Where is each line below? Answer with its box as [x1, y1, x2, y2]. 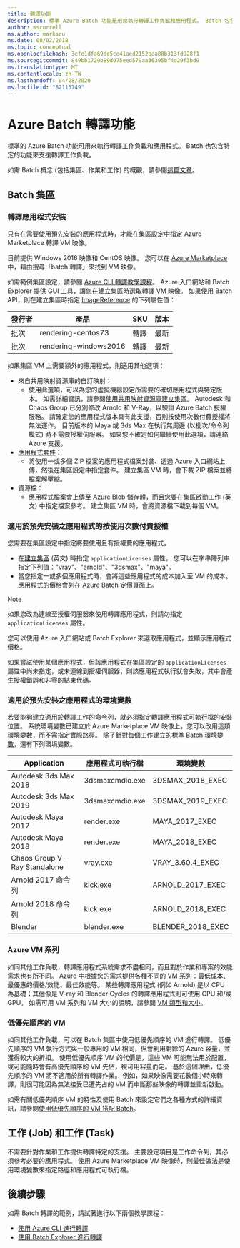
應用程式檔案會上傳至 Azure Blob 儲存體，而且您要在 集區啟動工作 [28, 492, 221, 501]
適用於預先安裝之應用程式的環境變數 [7, 695, 132, 705]
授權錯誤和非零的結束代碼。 [13, 676, 95, 685]
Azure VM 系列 [7, 945, 59, 955]
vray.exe [84, 858, 113, 868]
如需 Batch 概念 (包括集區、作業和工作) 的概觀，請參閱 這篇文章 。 [7, 166, 199, 174]
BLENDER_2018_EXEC [152, 922, 229, 932]
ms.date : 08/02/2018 [7, 37, 69, 44]
